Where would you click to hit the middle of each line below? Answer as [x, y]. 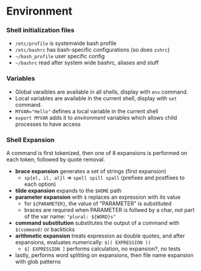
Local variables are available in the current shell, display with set [96, 98]
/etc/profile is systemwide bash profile [66, 43]
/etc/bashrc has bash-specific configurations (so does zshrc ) [92, 50]
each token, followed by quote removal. [56, 160]
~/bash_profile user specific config [60, 57]
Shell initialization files [40, 30]
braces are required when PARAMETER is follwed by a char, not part [109, 210]
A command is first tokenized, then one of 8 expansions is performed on [97, 153]
